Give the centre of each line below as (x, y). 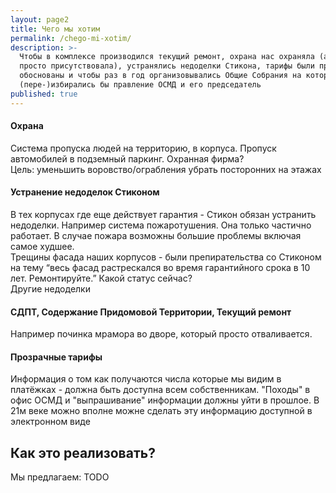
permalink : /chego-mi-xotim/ (71, 38)
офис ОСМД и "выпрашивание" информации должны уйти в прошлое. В (165, 400)
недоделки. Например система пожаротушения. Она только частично (161, 225)
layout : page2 (40, 19)
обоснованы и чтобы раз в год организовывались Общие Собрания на (160, 76)
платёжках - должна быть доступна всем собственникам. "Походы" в (160, 390)
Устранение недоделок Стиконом (85, 192)
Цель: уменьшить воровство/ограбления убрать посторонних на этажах (166, 169)
